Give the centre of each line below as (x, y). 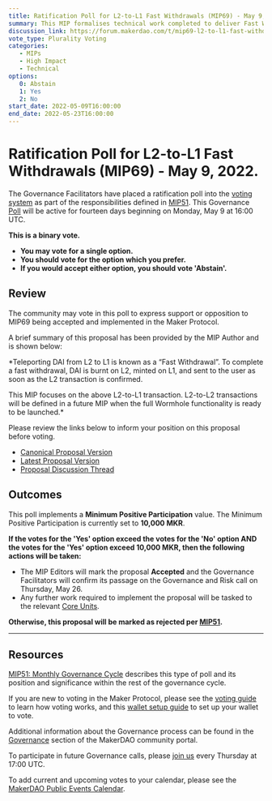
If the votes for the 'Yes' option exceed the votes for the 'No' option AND (133, 538)
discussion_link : (38, 31)
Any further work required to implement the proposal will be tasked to (136, 598)
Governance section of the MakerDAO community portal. (103, 740)
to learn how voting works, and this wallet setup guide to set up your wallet (134, 707)
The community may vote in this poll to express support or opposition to (128, 313)
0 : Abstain (38, 84)
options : (23, 76)
